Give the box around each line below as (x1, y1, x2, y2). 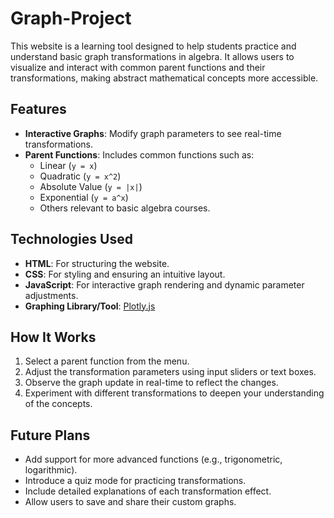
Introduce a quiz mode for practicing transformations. (24, 475, 247, 487)
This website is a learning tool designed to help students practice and (10, 40, 297, 52)
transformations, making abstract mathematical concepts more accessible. (10, 72, 319, 84)
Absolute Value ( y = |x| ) (39, 180, 143, 192)
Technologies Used (10, 231, 133, 248)
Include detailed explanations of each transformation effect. (24, 485, 272, 497)
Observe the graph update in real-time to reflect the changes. (24, 377, 279, 389)
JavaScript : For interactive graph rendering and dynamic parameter (24, 278, 305, 291)
